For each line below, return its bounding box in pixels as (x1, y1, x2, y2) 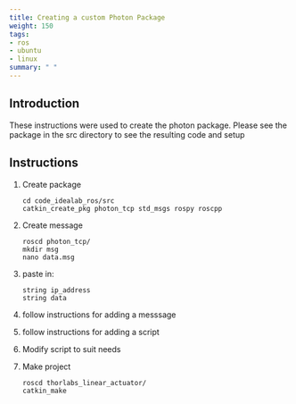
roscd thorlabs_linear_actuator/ (21, 378, 147, 387)
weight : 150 (9, 21, 53, 30)
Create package (21, 179, 82, 189)
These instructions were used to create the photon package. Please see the (9, 120, 288, 130)
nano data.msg (21, 252, 75, 262)
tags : (9, 29, 29, 38)
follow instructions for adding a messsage (21, 309, 177, 320)
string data (21, 293, 67, 302)
